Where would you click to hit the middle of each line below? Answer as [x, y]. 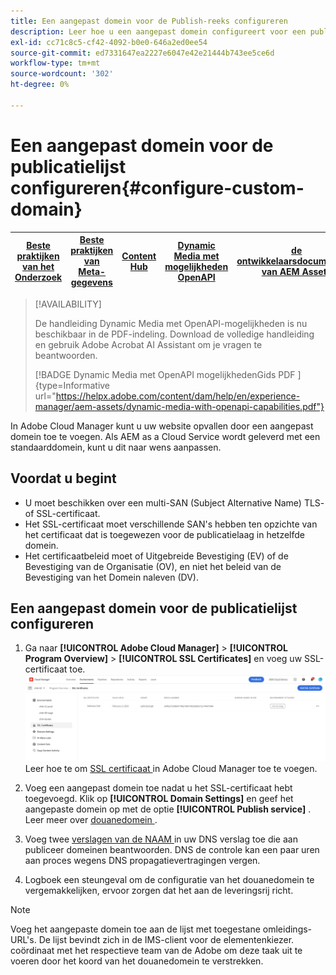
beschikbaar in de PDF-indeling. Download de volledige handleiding [174, 334]
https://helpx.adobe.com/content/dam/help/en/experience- [178, 396]
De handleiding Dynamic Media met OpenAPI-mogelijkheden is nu [171, 323]
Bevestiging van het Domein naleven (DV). [112, 577]
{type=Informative [72, 385]
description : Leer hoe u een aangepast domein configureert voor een [158, 31]
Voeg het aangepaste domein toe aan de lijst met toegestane [135, 929]
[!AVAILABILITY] [68, 304]
